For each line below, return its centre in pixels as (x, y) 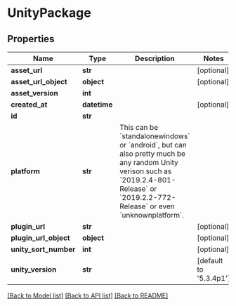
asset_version (34, 93)
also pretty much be (152, 154)
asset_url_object (39, 82)
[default (210, 261)
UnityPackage (49, 13)
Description (155, 59)
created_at (29, 105)
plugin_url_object (40, 238)
